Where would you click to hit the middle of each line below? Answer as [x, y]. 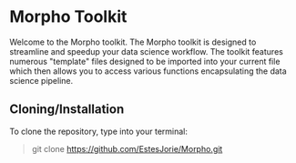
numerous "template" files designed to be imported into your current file [145, 61]
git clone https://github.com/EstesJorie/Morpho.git [127, 148]
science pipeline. [41, 80]
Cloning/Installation [67, 110]
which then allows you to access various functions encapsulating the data [148, 71]
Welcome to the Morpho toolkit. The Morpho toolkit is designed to [133, 42]
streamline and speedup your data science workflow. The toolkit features [147, 51]
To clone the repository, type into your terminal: [99, 131]
